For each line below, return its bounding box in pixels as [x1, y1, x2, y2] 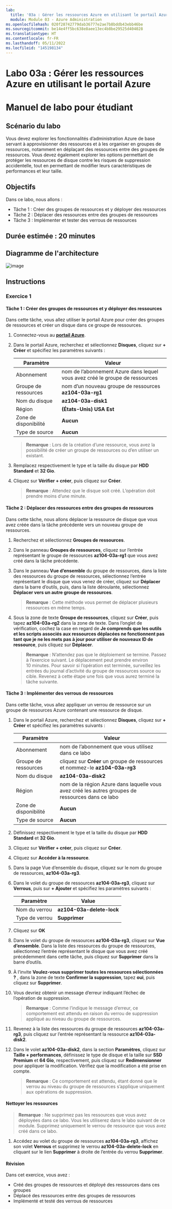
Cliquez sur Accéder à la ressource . [13, 854, 90, 860]
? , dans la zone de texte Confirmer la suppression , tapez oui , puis [13, 974, 155, 980]
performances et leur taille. [6, 168, 63, 174]
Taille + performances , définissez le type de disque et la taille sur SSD [13, 1052, 163, 1058]
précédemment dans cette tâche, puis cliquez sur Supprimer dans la [13, 953, 159, 959]
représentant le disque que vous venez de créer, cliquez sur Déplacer [13, 578, 160, 584]
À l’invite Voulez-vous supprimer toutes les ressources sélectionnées [13, 969, 164, 975]
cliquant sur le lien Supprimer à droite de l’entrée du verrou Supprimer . [13, 1149, 164, 1155]
